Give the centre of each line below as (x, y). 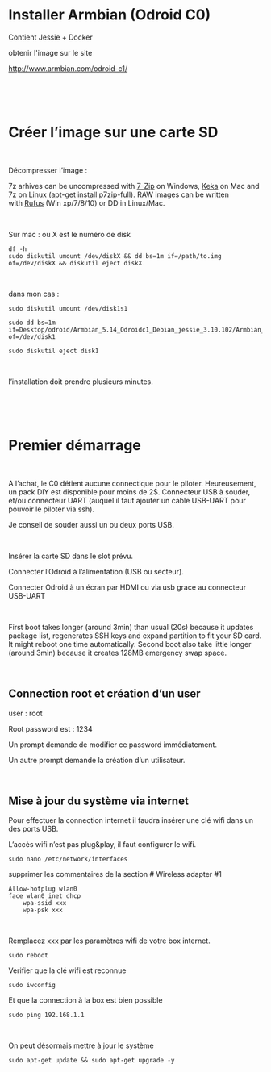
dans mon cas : (34, 294)
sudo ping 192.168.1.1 (46, 1015)
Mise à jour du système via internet (99, 801)
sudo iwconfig (32, 986)
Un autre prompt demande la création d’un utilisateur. (97, 760)
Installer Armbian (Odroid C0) (110, 15)
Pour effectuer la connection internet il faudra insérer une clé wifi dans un (131, 820)
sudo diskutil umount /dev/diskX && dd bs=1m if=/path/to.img (115, 256)
